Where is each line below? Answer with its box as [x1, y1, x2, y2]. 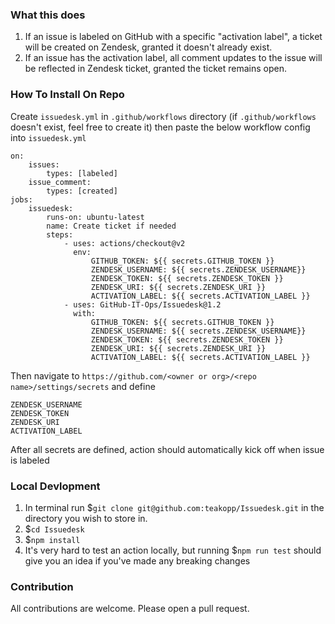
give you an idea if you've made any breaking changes [24, 554, 251, 567]
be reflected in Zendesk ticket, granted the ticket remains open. [24, 63, 287, 75]
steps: [46, 229, 74, 240]
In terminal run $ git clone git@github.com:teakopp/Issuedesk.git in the [24, 501, 325, 513]
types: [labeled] [46, 168, 118, 178]
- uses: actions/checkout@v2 [63, 238, 186, 248]
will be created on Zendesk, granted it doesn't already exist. [24, 41, 273, 53]
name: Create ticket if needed [46, 221, 177, 231]
